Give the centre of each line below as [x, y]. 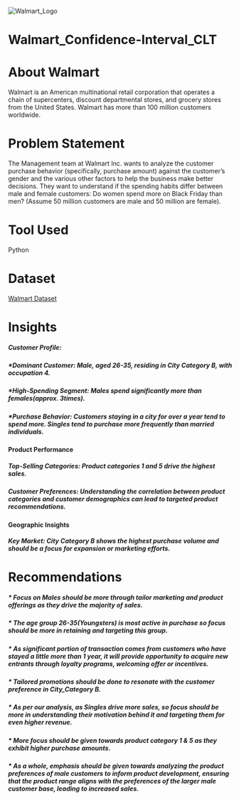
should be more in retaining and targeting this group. [88, 630]
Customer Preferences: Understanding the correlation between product [117, 491]
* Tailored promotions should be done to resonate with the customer [112, 682]
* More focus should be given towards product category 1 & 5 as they [113, 740]
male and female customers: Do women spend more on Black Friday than [116, 194]
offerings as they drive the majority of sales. [75, 605]
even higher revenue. [40, 722]
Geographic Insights [39, 525]
